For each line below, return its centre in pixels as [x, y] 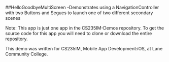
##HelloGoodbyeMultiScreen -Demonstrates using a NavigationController [82, 7]
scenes [13, 18]
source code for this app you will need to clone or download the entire [79, 33]
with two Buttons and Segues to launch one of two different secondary [79, 13]
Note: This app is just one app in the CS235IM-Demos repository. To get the [84, 28]
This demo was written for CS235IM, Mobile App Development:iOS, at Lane [84, 49]
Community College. [27, 54]
